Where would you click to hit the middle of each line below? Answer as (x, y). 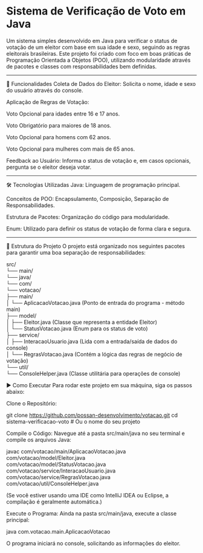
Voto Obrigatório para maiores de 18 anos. (59, 125)
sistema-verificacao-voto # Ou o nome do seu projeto (73, 421)
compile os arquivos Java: (39, 439)
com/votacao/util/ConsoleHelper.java (53, 483)
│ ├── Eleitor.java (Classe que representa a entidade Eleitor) (82, 322)
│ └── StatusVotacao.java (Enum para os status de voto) (77, 329)
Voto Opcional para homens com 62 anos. (59, 137)
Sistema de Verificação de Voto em (96, 11)
